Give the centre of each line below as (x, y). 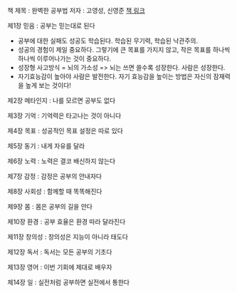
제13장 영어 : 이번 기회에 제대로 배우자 (60, 267)
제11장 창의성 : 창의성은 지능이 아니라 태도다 (68, 237)
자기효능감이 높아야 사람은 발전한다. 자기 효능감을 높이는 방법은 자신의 (115, 76)
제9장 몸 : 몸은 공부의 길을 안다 (50, 206)
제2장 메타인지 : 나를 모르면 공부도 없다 (62, 101)
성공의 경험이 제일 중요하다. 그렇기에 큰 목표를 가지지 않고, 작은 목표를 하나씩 (124, 50)
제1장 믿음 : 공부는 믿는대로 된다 (51, 26)
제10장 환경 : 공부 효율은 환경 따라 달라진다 (67, 222)
